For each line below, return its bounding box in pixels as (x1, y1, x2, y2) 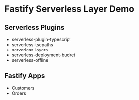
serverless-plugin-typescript (11, 36, 71, 42)
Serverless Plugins (4, 23, 65, 32)
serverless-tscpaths (11, 42, 53, 48)
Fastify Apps (4, 72, 45, 80)
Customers (11, 85, 35, 91)
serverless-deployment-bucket (11, 52, 75, 58)
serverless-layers (11, 47, 48, 52)
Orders (11, 90, 26, 96)
